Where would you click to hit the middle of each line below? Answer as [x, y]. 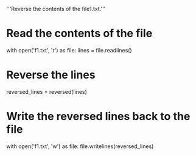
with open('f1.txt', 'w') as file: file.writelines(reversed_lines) [80, 146]
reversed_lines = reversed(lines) [47, 91]
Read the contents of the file [79, 34]
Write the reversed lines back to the [98, 117]
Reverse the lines [51, 75]
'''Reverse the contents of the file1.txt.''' [56, 9]
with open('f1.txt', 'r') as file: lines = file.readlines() [69, 50]
